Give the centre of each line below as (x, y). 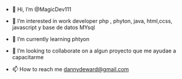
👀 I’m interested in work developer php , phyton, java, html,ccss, (92, 21)
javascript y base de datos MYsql (53, 27)
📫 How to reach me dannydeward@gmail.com (70, 69)
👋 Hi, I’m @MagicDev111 (42, 9)
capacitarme (28, 57)
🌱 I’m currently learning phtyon (51, 39)
